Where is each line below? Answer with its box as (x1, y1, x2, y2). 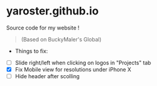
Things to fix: (14, 47, 48, 55)
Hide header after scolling (14, 73, 80, 80)
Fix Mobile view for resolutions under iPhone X (14, 66, 132, 73)
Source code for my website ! (6, 24, 80, 31)
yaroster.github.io (6, 4, 99, 18)
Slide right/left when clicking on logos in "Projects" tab (14, 59, 152, 66)
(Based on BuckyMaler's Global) (21, 35, 101, 43)
